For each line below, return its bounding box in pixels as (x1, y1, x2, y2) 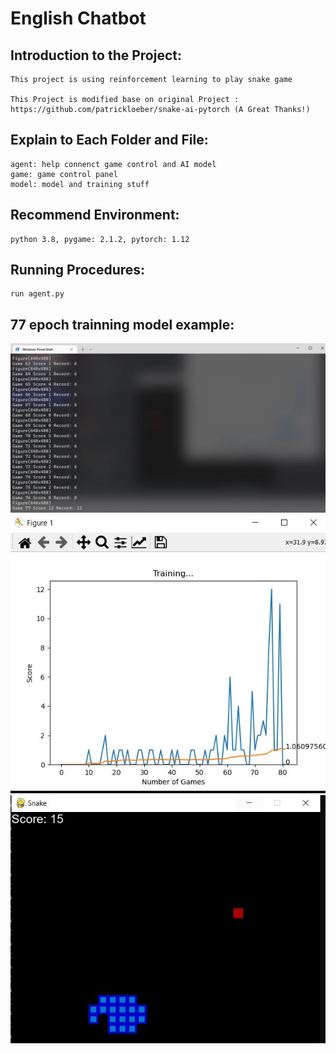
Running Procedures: (10, 262, 146, 279)
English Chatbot (10, 7, 147, 30)
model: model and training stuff (10, 179, 150, 189)
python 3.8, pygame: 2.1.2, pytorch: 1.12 (10, 234, 190, 244)
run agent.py (10, 289, 65, 299)
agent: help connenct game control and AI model (10, 159, 217, 169)
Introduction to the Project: (10, 47, 182, 64)
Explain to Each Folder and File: (10, 132, 209, 149)
